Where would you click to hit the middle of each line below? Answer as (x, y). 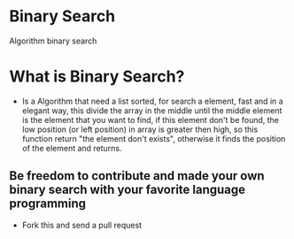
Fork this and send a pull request (82, 225)
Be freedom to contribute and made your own (137, 176)
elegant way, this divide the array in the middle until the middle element (152, 110)
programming (48, 204)
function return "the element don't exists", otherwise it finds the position (154, 138)
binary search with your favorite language (128, 190)
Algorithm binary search (53, 41)
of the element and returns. (72, 148)
